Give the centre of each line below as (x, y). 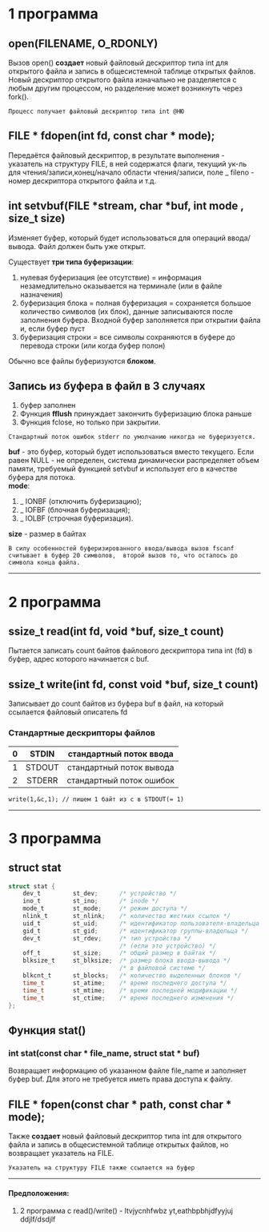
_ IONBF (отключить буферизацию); (80, 501)
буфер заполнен (48, 405)
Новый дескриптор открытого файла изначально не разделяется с (122, 80)
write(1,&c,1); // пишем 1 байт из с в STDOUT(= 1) (96, 799)
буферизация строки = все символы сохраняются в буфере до (127, 336)
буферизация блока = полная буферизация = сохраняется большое (136, 303)
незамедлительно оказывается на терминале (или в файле (121, 286)
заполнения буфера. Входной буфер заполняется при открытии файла (140, 320)
